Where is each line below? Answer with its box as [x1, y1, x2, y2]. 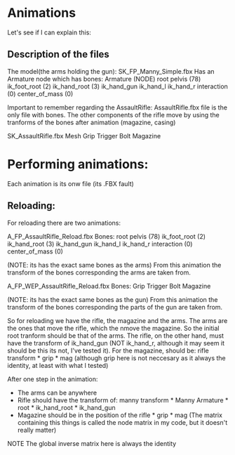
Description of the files [7, 48, 110, 60]
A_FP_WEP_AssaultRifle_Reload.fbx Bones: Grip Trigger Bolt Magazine [7, 282, 211, 290]
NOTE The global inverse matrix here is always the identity [7, 439, 177, 447]
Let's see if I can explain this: [7, 28, 91, 37]
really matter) [17, 426, 57, 434]
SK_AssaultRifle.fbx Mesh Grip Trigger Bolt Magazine [7, 131, 161, 140]
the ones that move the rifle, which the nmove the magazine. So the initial [7, 324, 220, 332]
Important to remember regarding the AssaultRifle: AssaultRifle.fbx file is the [7, 103, 228, 112]
